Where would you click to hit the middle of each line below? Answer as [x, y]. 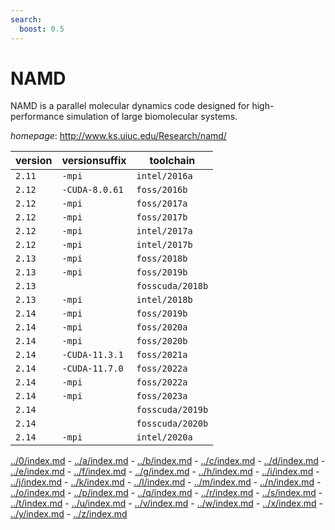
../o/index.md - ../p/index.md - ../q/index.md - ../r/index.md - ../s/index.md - [166, 493]
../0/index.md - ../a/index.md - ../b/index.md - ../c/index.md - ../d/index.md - [168, 461]
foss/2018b [162, 259]
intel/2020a [164, 437]
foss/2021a [162, 355]
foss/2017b [162, 217]
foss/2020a [162, 327]
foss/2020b [162, 341]
